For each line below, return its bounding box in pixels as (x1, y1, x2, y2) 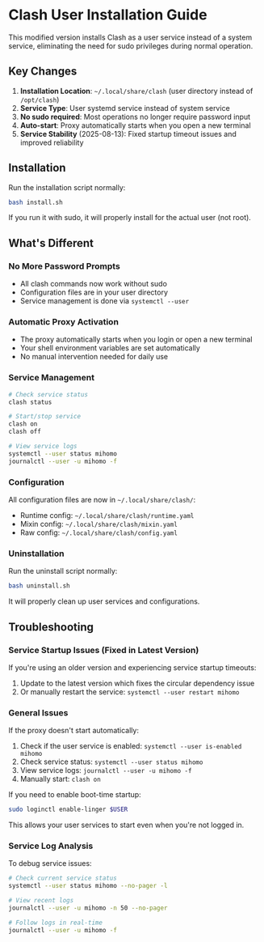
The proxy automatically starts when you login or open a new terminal (19, 334, 253, 345)
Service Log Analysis (8, 840, 94, 851)
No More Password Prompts (8, 261, 121, 272)
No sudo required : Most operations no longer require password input (19, 112, 251, 121)
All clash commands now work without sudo (19, 279, 168, 289)
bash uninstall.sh (8, 582, 70, 590)
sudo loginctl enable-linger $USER (8, 805, 128, 814)
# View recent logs (8, 897, 74, 905)
